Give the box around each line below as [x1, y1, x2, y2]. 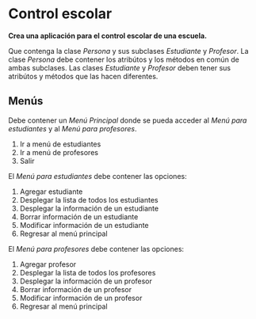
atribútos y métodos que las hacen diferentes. [8, 71, 159, 81]
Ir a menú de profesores [19, 147, 99, 157]
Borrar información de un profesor [19, 284, 132, 294]
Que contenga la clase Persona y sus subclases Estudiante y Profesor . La [8, 46, 249, 55]
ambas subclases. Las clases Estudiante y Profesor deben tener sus [8, 63, 231, 72]
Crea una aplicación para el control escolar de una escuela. [8, 31, 208, 40]
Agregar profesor [19, 259, 77, 269]
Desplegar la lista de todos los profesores [19, 268, 156, 277]
